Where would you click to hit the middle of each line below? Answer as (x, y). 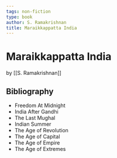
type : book (19, 17)
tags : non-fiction (28, 11)
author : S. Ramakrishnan (36, 22)
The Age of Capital (37, 136)
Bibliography (30, 91)
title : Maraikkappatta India (42, 28)
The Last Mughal (35, 118)
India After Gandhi (36, 111)
